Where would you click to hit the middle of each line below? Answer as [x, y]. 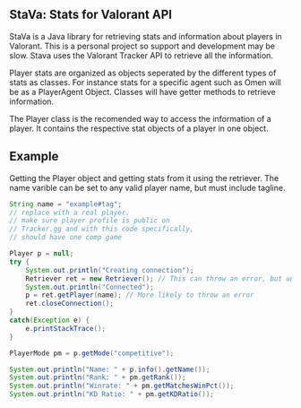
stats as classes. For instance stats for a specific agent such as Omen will [145, 82]
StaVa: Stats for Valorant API [91, 15]
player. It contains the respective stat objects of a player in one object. [139, 128]
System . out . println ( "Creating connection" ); [110, 270]
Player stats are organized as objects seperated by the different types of [143, 73]
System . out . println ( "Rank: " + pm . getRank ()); [98, 378]
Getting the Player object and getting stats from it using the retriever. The [144, 178]
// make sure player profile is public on [90, 221]
